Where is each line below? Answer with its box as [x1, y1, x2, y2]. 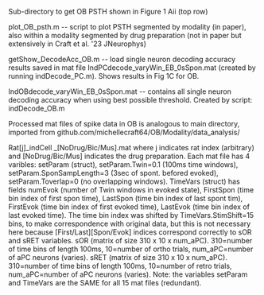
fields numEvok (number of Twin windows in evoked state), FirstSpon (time [8, 185, 254, 194]
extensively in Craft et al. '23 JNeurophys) [8, 39, 147, 49]
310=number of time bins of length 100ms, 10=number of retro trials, [8, 262, 232, 270]
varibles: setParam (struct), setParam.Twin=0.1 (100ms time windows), [8, 160, 239, 169]
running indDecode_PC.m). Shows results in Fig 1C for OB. [8, 72, 200, 80]
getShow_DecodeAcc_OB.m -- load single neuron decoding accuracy [8, 55, 236, 64]
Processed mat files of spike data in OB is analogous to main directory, [8, 119, 240, 128]
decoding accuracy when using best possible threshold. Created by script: [8, 95, 253, 104]
